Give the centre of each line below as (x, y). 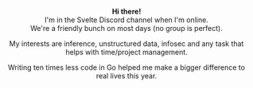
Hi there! (127, 11)
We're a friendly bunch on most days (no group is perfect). (127, 28)
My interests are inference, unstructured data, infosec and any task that (127, 44)
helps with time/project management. (127, 52)
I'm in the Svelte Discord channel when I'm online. (127, 20)
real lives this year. (127, 76)
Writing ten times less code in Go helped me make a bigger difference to (127, 67)
